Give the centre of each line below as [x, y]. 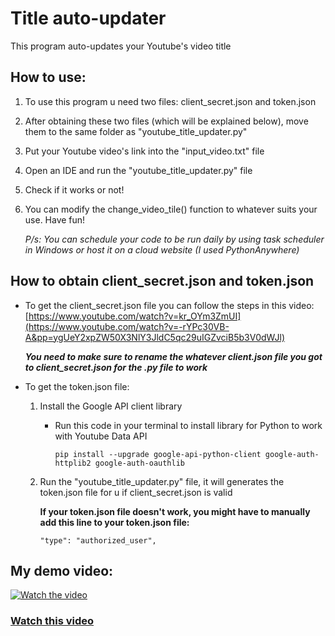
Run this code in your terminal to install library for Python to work [188, 425]
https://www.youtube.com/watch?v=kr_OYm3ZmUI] [135, 316]
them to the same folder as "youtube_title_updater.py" [136, 131]
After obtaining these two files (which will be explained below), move [166, 121]
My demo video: [62, 570]
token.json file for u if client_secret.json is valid [136, 492]
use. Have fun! [55, 219]
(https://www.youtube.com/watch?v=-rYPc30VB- [127, 326]
